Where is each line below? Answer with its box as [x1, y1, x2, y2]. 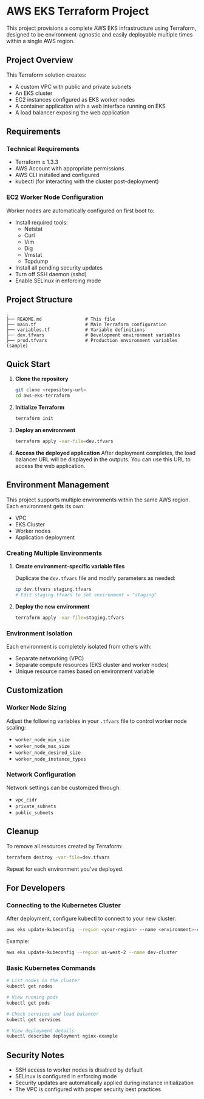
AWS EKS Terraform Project [6, 4, 149, 18]
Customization [6, 685, 64, 696]
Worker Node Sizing [6, 703, 67, 712]
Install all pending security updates [15, 263, 103, 271]
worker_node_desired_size [15, 750, 81, 756]
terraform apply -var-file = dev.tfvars [15, 438, 114, 444]
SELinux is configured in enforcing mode [15, 1073, 117, 1080]
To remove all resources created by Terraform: [6, 842, 123, 850]
